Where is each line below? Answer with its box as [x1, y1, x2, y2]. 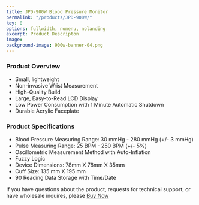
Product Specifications [6, 122, 75, 131]
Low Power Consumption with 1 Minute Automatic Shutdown [14, 101, 164, 108]
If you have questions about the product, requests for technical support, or [6, 186, 191, 193]
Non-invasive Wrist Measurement [14, 82, 98, 89]
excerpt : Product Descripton [6, 31, 79, 37]
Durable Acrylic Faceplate [14, 107, 79, 114]
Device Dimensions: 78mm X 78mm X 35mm [14, 161, 125, 168]
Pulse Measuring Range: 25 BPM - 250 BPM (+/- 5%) [14, 142, 147, 150]
